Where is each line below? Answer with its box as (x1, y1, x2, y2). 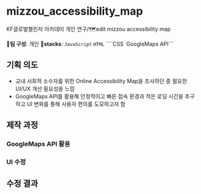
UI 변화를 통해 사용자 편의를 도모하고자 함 (26, 100, 126, 108)
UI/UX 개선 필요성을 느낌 (15, 84, 75, 92)
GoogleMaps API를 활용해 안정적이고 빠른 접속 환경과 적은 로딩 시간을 (15, 92, 184, 100)
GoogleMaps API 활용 (6, 140, 70, 148)
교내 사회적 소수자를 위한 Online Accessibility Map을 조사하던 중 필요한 (15, 77, 188, 84)
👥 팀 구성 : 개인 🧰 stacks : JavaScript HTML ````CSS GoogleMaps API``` (6, 40, 174, 47)
